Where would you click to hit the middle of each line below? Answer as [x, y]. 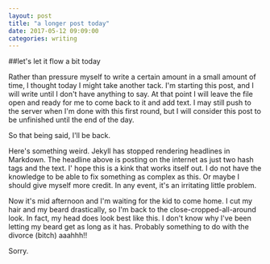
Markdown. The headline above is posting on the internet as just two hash [131, 160]
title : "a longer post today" [59, 23]
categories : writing [43, 38]
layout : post [30, 16]
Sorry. [19, 251]
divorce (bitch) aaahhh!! [48, 236]
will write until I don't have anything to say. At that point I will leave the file [131, 94]
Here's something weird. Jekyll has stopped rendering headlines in [119, 151]
